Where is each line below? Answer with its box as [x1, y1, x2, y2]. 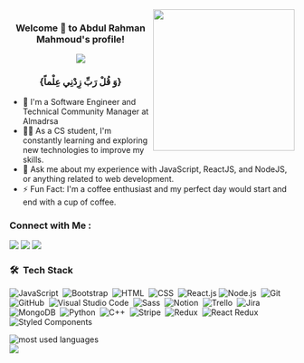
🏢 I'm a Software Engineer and [22, 96, 137, 107]
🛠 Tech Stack [9, 263, 74, 276]
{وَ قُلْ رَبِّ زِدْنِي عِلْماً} [39, 76, 122, 89]
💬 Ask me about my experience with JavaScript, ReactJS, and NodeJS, [22, 163, 288, 175]
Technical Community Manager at [22, 106, 149, 117]
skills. [22, 154, 44, 165]
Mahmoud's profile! [35, 33, 125, 45]
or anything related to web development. [22, 173, 175, 184]
